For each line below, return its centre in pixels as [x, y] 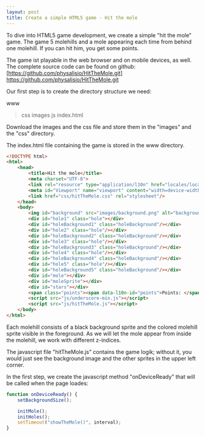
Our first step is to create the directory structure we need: [79, 91]
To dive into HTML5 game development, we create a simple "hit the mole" [99, 35]
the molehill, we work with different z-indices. [64, 340]
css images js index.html [52, 115]
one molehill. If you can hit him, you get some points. [73, 48]
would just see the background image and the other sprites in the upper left [101, 358]
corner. [15, 365]
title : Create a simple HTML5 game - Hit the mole [72, 18]
